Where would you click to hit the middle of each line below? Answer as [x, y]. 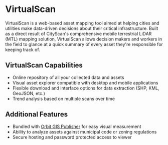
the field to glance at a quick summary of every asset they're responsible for [84, 44]
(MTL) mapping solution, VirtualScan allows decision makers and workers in [83, 39]
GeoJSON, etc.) [29, 93]
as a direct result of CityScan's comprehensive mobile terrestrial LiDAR [78, 33]
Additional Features [37, 114]
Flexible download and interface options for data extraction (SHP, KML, [86, 88]
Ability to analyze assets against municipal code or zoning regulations [85, 131]
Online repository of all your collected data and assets [68, 77]
